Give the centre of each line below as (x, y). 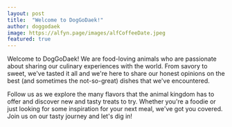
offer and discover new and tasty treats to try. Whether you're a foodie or (111, 101)
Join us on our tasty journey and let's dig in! (70, 116)
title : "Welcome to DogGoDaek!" (55, 20)
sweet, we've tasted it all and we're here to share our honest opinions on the (116, 74)
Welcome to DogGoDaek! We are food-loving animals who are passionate (112, 59)
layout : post (26, 13)
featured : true (29, 39)
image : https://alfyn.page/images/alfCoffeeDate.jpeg (87, 33)
